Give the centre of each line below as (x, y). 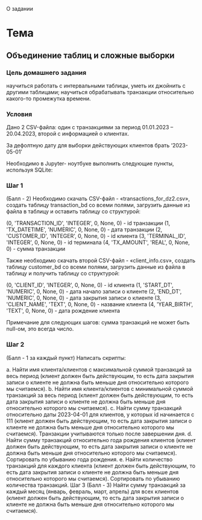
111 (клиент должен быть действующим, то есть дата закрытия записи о (99, 421)
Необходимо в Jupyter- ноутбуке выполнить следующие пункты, (90, 164)
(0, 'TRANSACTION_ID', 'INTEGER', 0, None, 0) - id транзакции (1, (88, 223)
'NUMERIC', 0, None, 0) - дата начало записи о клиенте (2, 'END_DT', (94, 292)
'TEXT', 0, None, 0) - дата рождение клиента (63, 311)
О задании (20, 9)
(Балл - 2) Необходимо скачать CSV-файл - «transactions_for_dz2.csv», (98, 199)
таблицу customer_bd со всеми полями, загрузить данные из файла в (96, 267)
